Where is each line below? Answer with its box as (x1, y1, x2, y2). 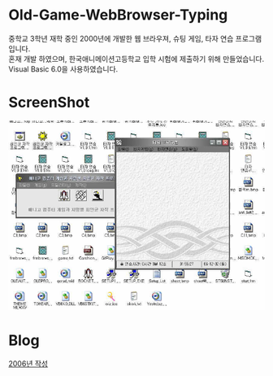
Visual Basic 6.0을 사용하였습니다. (8, 63, 119, 74)
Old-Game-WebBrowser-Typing (8, 6, 228, 24)
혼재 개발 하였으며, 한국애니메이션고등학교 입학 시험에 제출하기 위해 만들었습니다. (8, 54, 265, 63)
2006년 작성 (8, 359, 49, 369)
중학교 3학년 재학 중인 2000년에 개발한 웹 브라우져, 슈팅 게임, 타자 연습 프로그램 (8, 33, 262, 43)
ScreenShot (8, 94, 90, 111)
